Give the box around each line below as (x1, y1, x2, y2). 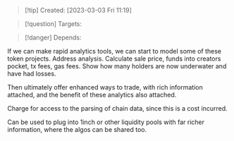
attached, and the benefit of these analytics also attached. (7, 91, 177, 99)
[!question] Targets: (24, 20, 82, 27)
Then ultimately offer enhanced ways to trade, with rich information (7, 83, 203, 91)
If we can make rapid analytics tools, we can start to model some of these (7, 47, 222, 55)
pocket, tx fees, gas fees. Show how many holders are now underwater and (7, 62, 227, 70)
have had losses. (7, 70, 56, 78)
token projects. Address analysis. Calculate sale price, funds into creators (7, 54, 221, 63)
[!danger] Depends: (24, 33, 82, 42)
